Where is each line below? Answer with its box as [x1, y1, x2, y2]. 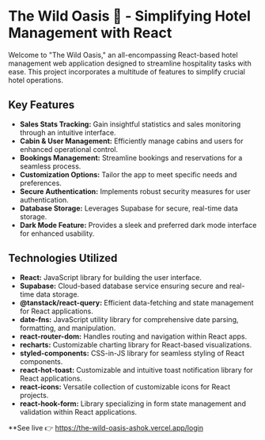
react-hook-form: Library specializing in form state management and [19, 399, 247, 408]
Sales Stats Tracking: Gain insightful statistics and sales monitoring [19, 119, 241, 129]
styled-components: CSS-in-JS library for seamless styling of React [19, 348, 245, 358]
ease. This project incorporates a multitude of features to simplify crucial [8, 66, 245, 76]
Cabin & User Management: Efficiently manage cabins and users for [19, 136, 244, 146]
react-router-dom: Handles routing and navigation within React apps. [19, 332, 248, 341]
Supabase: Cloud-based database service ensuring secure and [19, 281, 228, 290]
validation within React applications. [19, 407, 137, 416]
